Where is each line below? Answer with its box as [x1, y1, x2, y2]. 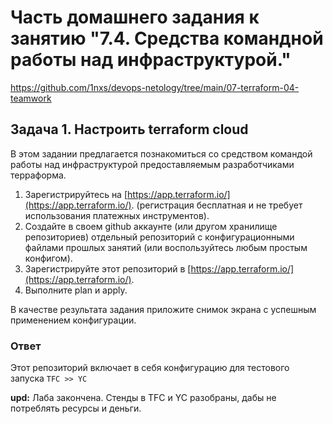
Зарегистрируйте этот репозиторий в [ [24, 262, 192, 275]
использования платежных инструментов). [24, 209, 210, 221]
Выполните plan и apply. [24, 284, 128, 296]
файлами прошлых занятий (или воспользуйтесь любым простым [24, 241, 308, 253]
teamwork [10, 92, 52, 104]
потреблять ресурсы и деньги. [10, 402, 142, 415]
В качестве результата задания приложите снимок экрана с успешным [10, 303, 317, 315]
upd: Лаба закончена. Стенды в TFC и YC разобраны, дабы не [10, 392, 277, 404]
